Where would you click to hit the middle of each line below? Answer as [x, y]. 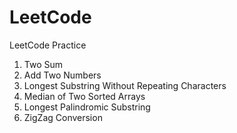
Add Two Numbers [62, 75]
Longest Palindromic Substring [87, 107]
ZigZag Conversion [63, 117]
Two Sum [43, 64]
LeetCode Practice [48, 45]
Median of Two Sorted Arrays [84, 96]
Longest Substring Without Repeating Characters [125, 85]
